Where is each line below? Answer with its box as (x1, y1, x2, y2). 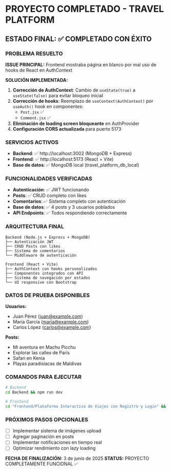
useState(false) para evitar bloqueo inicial (12, 92, 103, 98)
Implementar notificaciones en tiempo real (12, 439, 102, 445)
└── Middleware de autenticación (5, 252, 77, 258)
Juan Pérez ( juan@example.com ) (12, 313, 83, 319)
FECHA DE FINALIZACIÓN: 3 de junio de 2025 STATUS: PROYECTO (5, 456, 149, 462)
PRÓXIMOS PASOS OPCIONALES (5, 416, 89, 423)
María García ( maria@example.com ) (12, 319, 89, 325)
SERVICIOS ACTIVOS (5, 138, 59, 146)
